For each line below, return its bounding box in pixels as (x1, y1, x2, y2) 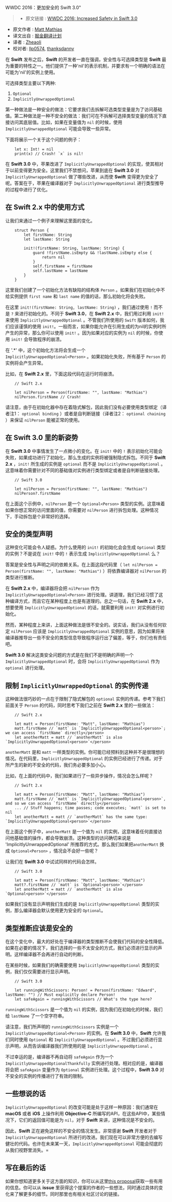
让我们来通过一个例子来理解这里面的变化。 (5, 217, 95, 224)
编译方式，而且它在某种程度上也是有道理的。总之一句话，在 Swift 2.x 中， (9, 598, 166, 604)
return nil (41, 254, 66, 260)
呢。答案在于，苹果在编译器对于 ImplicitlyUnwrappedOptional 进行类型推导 (5, 180, 164, 186)
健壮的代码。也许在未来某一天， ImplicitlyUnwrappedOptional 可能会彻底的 (5, 1140, 163, 1147)
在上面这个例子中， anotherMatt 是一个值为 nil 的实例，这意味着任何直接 (5, 829, 158, 835)
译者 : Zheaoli (12, 39, 42, 45)
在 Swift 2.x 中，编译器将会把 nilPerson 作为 (5, 585, 100, 591)
